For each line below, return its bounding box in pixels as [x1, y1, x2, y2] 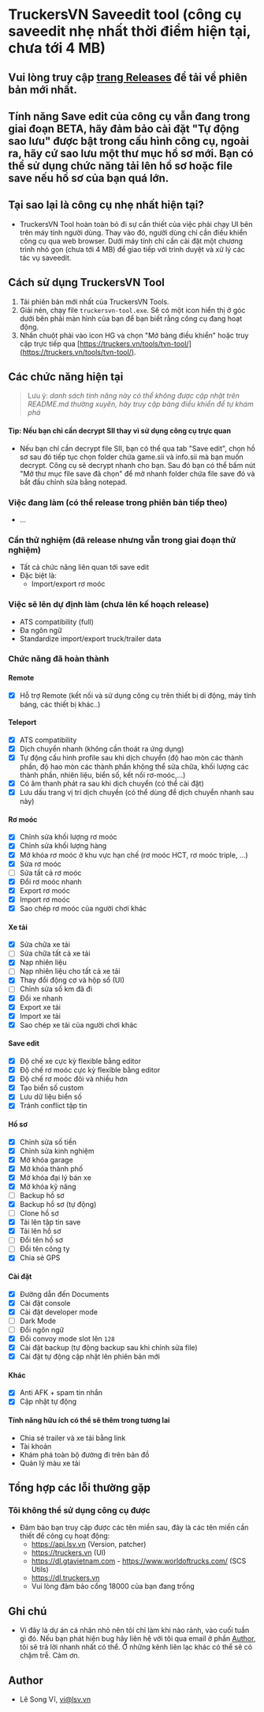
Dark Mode [19, 1316, 57, 1325]
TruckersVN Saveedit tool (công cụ [8, 6, 242, 24]
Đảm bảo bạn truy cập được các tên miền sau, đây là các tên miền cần [19, 1523, 249, 1533]
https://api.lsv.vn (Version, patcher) [31, 1540, 147, 1549]
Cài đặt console [19, 1298, 71, 1307]
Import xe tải [19, 1011, 61, 1020]
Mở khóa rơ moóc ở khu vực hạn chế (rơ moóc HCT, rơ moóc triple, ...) [19, 850, 248, 859]
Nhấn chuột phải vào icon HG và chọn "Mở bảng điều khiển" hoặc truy [19, 330, 249, 340]
